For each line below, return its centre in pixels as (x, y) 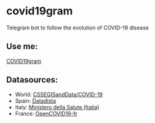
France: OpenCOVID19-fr (46, 113)
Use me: (22, 46)
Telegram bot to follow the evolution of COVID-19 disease (77, 28)
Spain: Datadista (35, 101)
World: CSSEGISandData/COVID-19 (59, 94)
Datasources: (32, 80)
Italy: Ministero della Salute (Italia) (57, 107)
